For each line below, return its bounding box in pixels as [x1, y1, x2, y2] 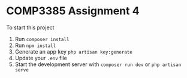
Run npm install [14, 42, 56, 49]
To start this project [6, 24, 55, 31]
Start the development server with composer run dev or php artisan [14, 61, 182, 68]
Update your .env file [14, 54, 67, 61]
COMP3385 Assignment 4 [6, 4, 140, 18]
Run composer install [14, 35, 70, 42]
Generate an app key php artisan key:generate [14, 48, 133, 55]
